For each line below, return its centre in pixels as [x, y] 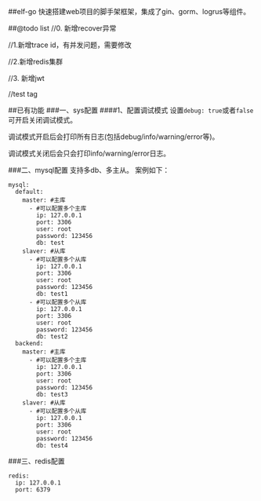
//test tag [23, 94]
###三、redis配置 [36, 461]
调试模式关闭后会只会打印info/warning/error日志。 [89, 153]
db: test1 [52, 294]
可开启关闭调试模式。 [42, 120]
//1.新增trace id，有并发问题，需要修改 [70, 45]
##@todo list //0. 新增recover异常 [62, 28]
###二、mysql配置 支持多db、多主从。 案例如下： [89, 170]
